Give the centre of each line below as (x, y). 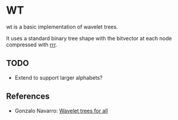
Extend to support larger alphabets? (58, 77)
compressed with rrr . (32, 45)
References (28, 97)
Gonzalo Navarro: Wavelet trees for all (61, 110)
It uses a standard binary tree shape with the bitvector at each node (89, 38)
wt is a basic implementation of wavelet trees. (62, 27)
